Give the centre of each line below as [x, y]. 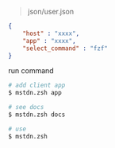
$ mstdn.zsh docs [37, 115]
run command [31, 71]
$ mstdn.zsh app [35, 93]
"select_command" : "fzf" [65, 48]
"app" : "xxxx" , [50, 41]
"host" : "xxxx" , [51, 33]
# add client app [37, 86]
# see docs [26, 107]
